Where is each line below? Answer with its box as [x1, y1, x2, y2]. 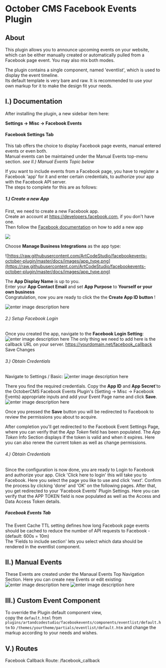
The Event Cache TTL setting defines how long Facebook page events [5, 522, 150, 528]
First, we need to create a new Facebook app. [5, 208, 99, 214]
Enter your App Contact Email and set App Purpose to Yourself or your [5, 283, 153, 289]
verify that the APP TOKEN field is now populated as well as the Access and [5, 493, 161, 499]
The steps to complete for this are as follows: [5, 184, 98, 190]
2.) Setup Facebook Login [5, 315, 58, 321]
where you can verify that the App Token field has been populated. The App [5, 429, 161, 435]
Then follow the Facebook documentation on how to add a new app [5, 224, 144, 230]
